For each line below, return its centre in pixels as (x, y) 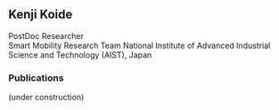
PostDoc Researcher (46, 35)
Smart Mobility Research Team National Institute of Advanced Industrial (139, 45)
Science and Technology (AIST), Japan (80, 55)
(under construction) (46, 98)
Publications (36, 77)
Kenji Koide (41, 15)
